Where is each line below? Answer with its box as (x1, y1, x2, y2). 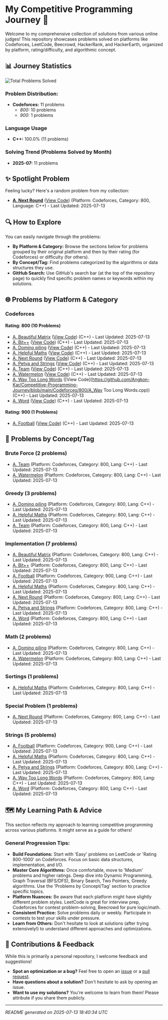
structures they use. (12, 265, 54, 271)
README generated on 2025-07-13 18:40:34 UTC (5, 1009, 108, 1015)
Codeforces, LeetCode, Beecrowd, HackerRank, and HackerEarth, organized (5, 41, 163, 47)
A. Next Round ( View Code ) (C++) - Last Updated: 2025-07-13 (12, 355, 141, 361)
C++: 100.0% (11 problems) (12, 136, 69, 142)
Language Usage (5, 124, 47, 131)
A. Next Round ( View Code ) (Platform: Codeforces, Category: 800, (12, 197, 150, 203)
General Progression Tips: (5, 840, 70, 847)
